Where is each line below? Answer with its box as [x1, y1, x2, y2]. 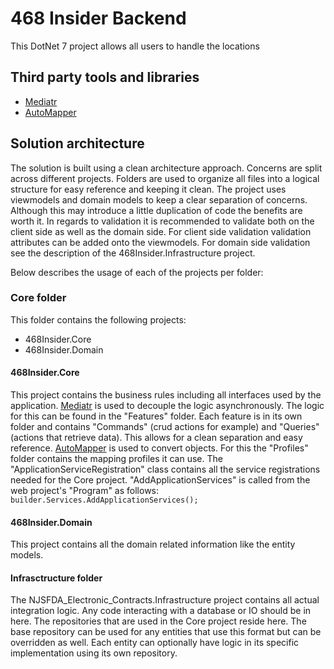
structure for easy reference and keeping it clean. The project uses [10, 183, 287, 195]
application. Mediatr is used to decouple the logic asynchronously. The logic [10, 400, 325, 412]
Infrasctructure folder [10, 572, 103, 584]
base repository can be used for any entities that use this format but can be [10, 626, 322, 638]
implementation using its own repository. [10, 647, 178, 659]
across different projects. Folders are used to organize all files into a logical [10, 172, 320, 184]
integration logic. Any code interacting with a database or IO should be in [10, 605, 312, 617]
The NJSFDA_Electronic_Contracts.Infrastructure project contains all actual [10, 594, 320, 606]
